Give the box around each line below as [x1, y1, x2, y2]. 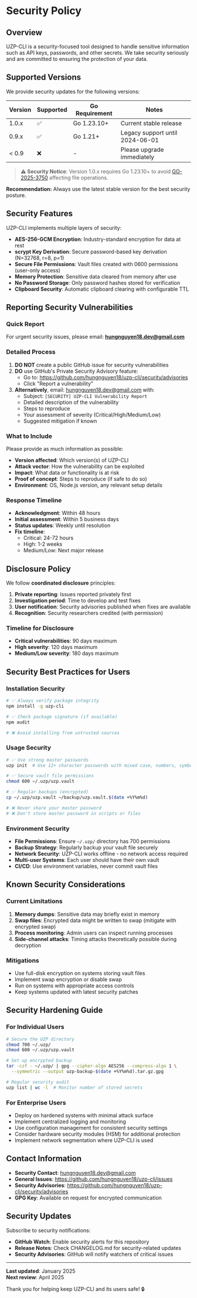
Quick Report [6, 320, 45, 328]
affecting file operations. [49, 174, 108, 181]
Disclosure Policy [6, 564, 72, 574]
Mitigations [6, 956, 39, 964]
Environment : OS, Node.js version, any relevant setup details [14, 481, 163, 488]
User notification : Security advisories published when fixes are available [14, 603, 191, 610]
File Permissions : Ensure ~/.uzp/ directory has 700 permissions [14, 837, 171, 845]
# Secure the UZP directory [6, 1036, 75, 1042]
